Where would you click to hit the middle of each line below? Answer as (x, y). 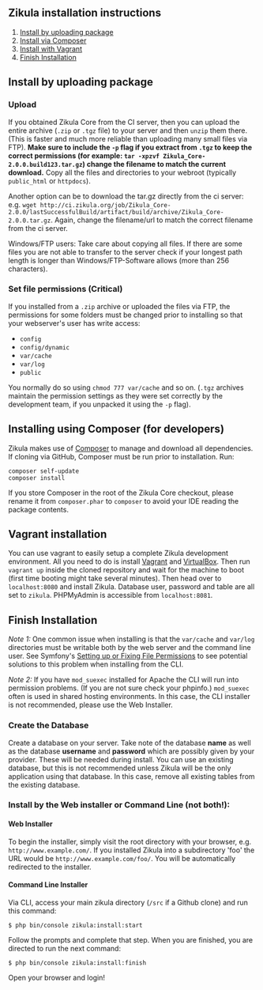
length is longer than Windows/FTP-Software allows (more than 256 (119, 260)
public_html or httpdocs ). (49, 180)
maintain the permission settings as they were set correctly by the (116, 395)
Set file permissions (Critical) (66, 289)
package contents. (39, 509)
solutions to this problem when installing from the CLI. (96, 664)
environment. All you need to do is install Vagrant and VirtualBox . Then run (129, 561)
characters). (28, 269)
